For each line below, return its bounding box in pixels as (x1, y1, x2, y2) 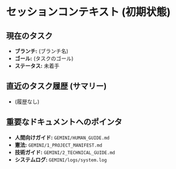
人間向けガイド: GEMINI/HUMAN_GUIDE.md (14, 134, 110, 141)
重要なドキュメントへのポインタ (6, 117, 122, 127)
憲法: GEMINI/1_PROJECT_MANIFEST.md (14, 141, 102, 148)
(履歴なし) (14, 98, 40, 105)
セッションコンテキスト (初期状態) (6, 5, 171, 19)
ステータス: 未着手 (14, 63, 60, 69)
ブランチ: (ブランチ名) (14, 48, 69, 54)
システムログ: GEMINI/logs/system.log (14, 156, 107, 163)
